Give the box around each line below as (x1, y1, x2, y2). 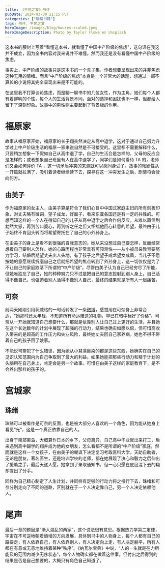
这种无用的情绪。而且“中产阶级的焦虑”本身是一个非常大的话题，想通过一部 (5, 73, 156, 79)
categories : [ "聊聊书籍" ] (5, 16, 55, 21)
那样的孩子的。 (18, 366, 48, 372)
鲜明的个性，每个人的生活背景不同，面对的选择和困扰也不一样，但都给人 (13, 96, 160, 101)
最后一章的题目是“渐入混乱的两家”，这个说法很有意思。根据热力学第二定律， (5, 527, 160, 533)
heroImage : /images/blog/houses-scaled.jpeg (5, 26, 98, 30)
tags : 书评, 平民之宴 (5, 21, 45, 26)
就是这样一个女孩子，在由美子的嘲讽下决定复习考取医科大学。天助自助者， (9, 449, 160, 455)
